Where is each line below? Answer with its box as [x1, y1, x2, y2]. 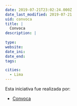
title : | [5, 21, 23, 26]
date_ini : [5, 49, 26, 54]
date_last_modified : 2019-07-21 [5, 12, 72, 17]
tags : [5, 58, 16, 63]
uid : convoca [5, 16, 32, 21]
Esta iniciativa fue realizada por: [5, 86, 71, 91]
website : [5, 44, 23, 49]
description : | [5, 30, 37, 35]
